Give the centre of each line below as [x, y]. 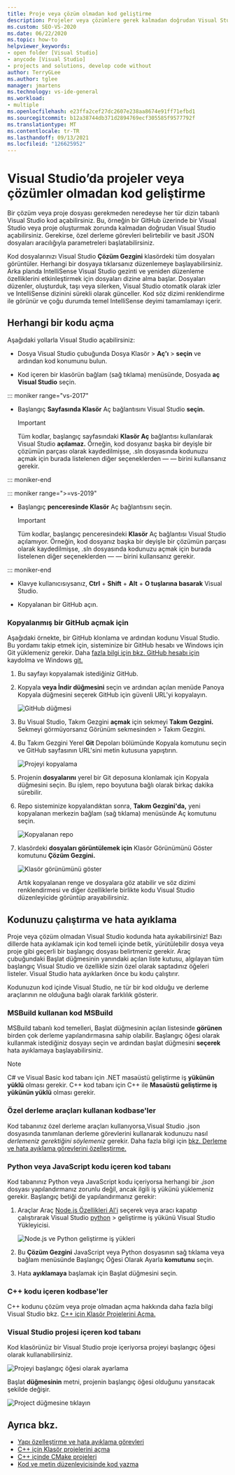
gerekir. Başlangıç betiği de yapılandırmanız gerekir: [82, 1196]
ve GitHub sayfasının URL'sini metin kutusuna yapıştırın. [98, 750]
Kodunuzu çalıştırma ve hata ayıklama [92, 920]
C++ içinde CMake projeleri [57, 1457]
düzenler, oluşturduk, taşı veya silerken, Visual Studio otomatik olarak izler [114, 286]
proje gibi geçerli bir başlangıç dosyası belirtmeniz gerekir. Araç [99, 951]
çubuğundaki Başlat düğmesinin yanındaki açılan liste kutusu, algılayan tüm [115, 959]
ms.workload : [26, 99]
